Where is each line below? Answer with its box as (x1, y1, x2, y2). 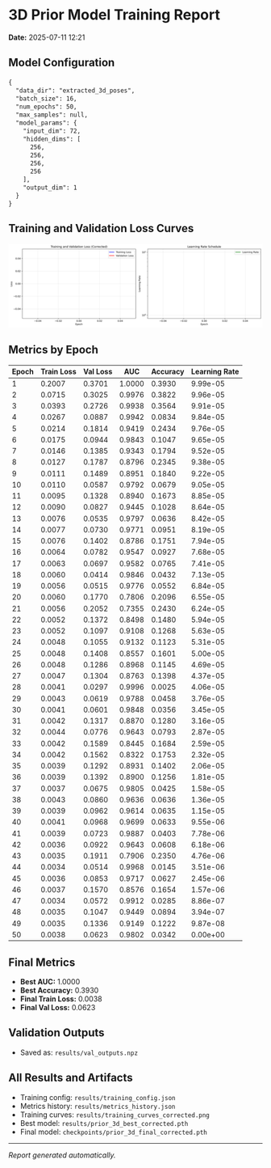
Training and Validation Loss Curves (8, 222, 194, 235)
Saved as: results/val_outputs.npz (19, 1047, 139, 1057)
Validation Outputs (8, 1026, 105, 1040)
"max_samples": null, (15, 111, 89, 119)
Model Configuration (8, 56, 115, 70)
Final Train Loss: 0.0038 (19, 994, 102, 1004)
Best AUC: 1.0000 (19, 977, 81, 987)
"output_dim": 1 (23, 184, 78, 192)
